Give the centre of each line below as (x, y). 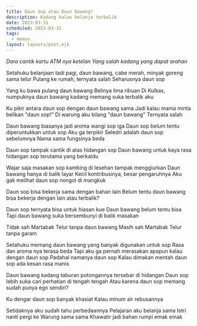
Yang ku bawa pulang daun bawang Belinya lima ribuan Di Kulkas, (86, 90)
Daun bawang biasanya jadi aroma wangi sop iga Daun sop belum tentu (93, 126)
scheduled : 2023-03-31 (34, 28)
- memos (21, 39)
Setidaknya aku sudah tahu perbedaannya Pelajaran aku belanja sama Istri (96, 310)
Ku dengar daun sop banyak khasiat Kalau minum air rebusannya (85, 299)
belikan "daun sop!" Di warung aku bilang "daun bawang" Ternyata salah (94, 114)
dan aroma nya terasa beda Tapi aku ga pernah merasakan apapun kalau (94, 251)
